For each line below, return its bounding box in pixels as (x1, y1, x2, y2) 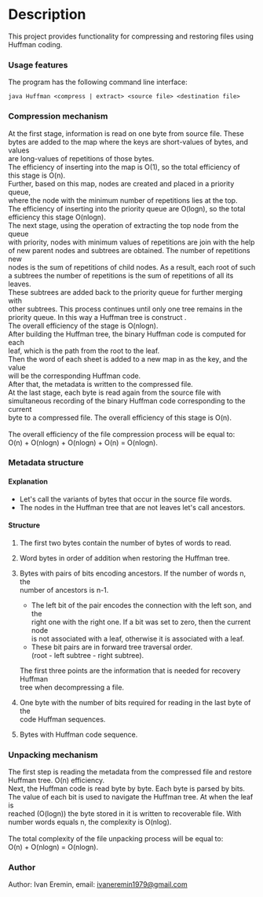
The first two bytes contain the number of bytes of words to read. (19, 538, 232, 547)
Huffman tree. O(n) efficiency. (8, 776, 105, 785)
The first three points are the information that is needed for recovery (19, 666, 241, 675)
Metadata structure (8, 458, 84, 469)
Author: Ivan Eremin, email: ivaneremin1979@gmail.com (8, 880, 188, 889)
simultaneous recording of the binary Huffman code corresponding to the (8, 395, 246, 406)
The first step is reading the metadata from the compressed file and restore (8, 767, 253, 777)
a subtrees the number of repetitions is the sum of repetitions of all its (8, 270, 234, 280)
